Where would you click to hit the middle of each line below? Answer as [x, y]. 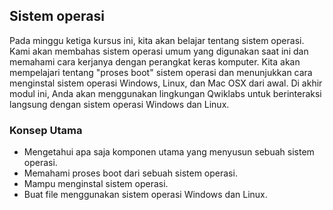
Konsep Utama [46, 130]
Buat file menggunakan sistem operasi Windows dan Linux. [145, 195]
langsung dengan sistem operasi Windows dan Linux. [119, 104]
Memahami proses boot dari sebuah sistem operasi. [130, 173]
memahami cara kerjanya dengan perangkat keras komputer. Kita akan [155, 61]
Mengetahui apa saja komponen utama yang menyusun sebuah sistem [169, 152]
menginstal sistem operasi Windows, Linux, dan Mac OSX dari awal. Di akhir [166, 83]
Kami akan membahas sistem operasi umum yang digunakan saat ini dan [159, 51]
